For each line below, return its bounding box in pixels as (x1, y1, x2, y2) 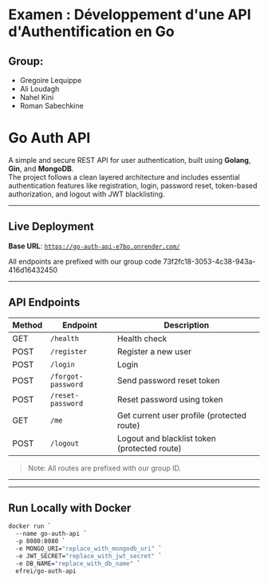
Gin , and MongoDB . (8, 164, 74, 173)
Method (12, 319, 43, 331)
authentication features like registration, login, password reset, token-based (8, 180, 258, 190)
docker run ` (8, 522, 52, 530)
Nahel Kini (19, 93, 54, 101)
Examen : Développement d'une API (8, 6, 251, 24)
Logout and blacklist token (116, 433, 217, 444)
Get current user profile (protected (116, 410, 247, 421)
